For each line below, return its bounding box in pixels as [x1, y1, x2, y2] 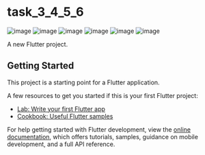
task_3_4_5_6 [7, 4, 84, 20]
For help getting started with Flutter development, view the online [7, 125, 191, 134]
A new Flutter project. [7, 40, 68, 48]
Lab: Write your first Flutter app [16, 104, 106, 113]
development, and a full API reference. [7, 140, 115, 148]
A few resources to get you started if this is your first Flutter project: [7, 91, 198, 99]
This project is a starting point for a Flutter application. [7, 78, 160, 86]
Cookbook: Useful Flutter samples [16, 112, 113, 120]
